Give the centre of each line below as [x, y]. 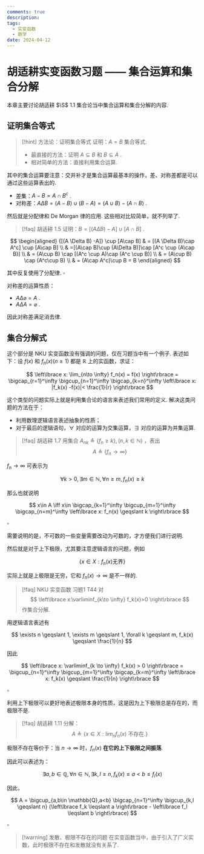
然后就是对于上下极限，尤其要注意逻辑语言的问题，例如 [76, 549]
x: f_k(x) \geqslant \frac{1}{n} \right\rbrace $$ [102, 678]
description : [23, 18]
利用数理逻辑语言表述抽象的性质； [58, 420]
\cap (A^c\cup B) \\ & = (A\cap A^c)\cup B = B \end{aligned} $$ [102, 261]
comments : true [26, 12]
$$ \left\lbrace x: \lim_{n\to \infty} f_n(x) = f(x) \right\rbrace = [102, 375]
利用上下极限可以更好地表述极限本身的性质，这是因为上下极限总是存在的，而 [102, 702]
